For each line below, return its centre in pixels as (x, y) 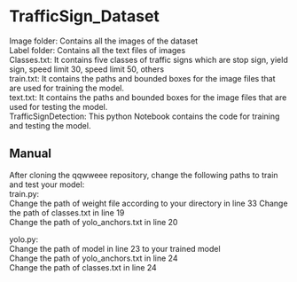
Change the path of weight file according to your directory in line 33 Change (148, 203)
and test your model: (47, 184)
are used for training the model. (67, 88)
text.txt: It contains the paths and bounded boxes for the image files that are (148, 97)
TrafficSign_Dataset (84, 16)
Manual (30, 154)
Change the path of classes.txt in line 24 (83, 267)
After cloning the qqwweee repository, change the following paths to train (144, 175)
